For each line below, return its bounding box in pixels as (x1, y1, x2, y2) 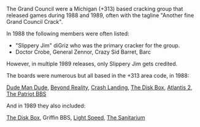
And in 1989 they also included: (6, 102, 86, 109)
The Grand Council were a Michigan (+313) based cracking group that (6, 5, 183, 12)
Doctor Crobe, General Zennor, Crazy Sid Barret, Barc (15, 48, 152, 56)
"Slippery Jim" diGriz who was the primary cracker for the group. (15, 42, 180, 49)
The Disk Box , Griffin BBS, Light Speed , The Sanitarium (6, 114, 145, 121)
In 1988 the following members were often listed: (6, 30, 130, 37)
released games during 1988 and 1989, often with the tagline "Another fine (6, 12, 194, 19)
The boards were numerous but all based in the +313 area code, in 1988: (6, 72, 190, 79)
